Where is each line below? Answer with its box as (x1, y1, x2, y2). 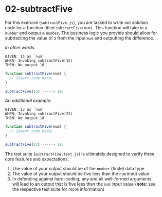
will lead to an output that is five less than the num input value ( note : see (12, 181, 156, 187)
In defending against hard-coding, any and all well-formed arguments (12, 176, 152, 181)
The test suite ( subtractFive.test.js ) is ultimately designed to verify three (5, 151, 155, 157)
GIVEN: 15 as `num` (5, 54, 45, 59)
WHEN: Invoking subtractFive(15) (5, 58, 73, 63)
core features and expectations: (5, 156, 69, 162)
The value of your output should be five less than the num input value (12, 171, 149, 177)
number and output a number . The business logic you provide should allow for (5, 30, 157, 36)
